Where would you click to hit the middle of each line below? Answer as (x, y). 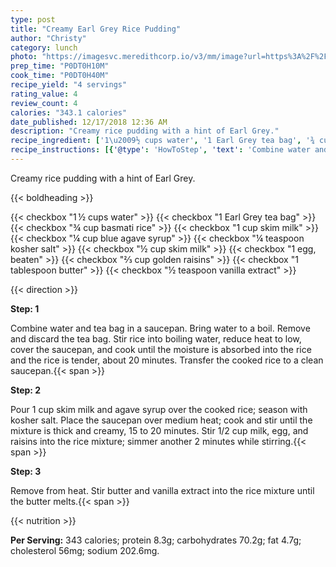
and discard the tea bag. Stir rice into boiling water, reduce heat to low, (156, 338)
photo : (24, 57)
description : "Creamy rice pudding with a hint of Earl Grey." (145, 131)
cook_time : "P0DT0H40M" (60, 76)
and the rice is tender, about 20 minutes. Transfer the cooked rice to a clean (167, 360)
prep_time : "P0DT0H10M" (60, 66)
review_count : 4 (44, 103)
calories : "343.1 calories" (69, 112)
